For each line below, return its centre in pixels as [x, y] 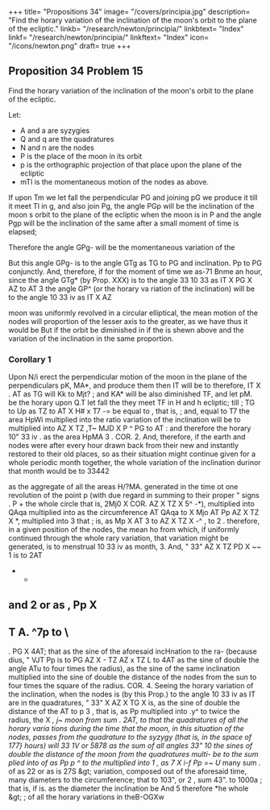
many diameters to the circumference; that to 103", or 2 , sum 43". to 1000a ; [135, 780]
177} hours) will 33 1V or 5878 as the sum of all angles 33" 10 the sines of [131, 746]
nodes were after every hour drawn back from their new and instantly [124, 446]
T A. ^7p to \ [39, 632]
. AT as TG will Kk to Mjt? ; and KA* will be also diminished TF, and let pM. [130, 394]
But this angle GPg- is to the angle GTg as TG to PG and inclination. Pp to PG [135, 263]
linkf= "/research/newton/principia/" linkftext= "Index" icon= [109, 37]
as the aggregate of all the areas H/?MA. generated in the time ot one [123, 487]
